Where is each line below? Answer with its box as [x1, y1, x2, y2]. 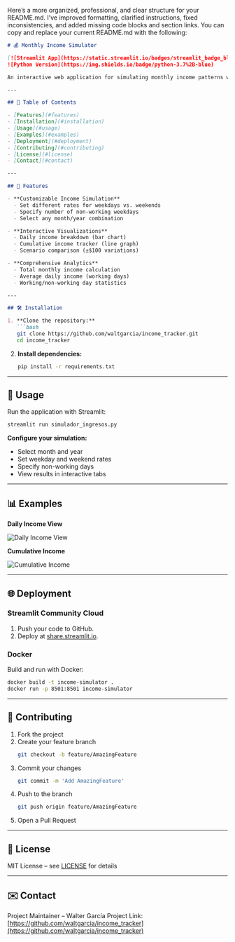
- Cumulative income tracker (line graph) [13, 241, 139, 248]
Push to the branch [17, 790, 73, 798]
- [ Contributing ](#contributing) [7, 144, 105, 152]
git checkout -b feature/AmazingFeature [17, 751, 137, 758]
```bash [16, 324, 39, 331]
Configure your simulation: [7, 434, 87, 443]
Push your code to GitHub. [17, 624, 94, 633]
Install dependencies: [17, 349, 83, 358]
